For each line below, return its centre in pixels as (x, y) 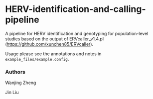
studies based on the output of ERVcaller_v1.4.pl (54, 39)
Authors (15, 72)
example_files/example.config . (37, 59)
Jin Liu (12, 93)
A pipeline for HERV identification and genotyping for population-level (77, 33)
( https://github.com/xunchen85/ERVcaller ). (49, 44)
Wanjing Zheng (21, 83)
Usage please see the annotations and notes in (53, 54)
